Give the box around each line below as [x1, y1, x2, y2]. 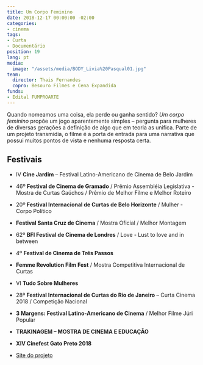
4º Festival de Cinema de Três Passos [15, 249, 113, 256]
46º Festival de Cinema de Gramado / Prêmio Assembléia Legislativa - [15, 182, 194, 190]
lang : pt [7, 54, 29, 60]
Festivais [7, 154, 42, 165]
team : [7, 71, 21, 78]
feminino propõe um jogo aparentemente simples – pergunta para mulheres [7, 117, 197, 125]
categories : [7, 20, 37, 26]
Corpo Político [15, 207, 52, 214]
